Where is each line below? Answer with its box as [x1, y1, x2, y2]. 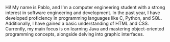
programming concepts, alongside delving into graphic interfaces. [5, 31, 144, 37]
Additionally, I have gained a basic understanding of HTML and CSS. [5, 20, 149, 26]
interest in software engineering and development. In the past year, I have [5, 10, 160, 16]
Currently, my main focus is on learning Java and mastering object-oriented [5, 26, 164, 32]
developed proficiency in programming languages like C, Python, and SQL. [5, 15, 162, 21]
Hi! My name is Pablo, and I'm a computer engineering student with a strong [5, 5, 165, 10]
